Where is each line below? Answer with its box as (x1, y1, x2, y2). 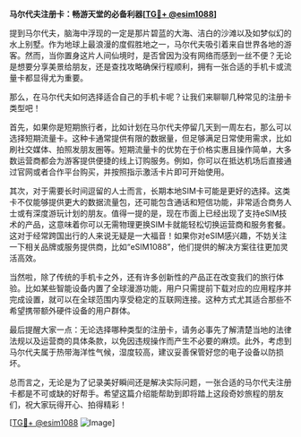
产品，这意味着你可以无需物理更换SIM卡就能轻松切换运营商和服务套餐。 (24, 219, 291, 229)
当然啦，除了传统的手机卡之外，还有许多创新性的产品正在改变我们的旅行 (9, 272, 276, 282)
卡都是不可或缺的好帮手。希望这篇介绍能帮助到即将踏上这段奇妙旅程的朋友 (9, 389, 284, 398)
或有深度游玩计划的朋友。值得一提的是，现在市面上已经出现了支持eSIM (16, 208, 279, 218)
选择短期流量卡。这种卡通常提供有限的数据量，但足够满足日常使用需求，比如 (9, 133, 292, 143)
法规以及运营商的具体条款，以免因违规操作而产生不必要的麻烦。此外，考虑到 (9, 336, 292, 346)
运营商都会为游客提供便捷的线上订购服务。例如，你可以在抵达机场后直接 (16, 156, 284, 166)
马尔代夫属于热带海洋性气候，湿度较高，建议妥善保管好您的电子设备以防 (9, 347, 276, 357)
